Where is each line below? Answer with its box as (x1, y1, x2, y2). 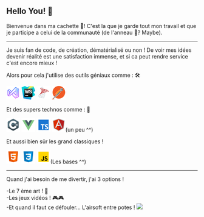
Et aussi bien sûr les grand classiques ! (6, 138, 104, 145)
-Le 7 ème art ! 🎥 (6, 187, 49, 194)
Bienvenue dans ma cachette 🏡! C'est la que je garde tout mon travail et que (6, 22, 197, 29)
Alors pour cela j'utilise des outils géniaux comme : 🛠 (6, 71, 141, 79)
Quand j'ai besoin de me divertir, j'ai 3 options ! (6, 175, 124, 183)
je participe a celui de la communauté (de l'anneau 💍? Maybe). (6, 29, 163, 36)
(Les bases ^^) (50, 158, 87, 165)
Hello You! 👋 (6, 6, 53, 16)
